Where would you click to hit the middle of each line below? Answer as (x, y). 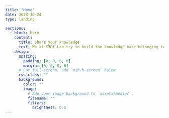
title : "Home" (20, 10)
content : (23, 38)
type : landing (20, 19)
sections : (16, 28)
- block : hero (24, 33)
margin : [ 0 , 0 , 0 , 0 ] (46, 66)
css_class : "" (33, 75)
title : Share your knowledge (49, 42)
